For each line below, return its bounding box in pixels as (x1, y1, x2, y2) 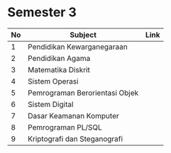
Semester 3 (7, 4, 77, 21)
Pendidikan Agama (28, 53, 91, 63)
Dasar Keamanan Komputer (28, 110, 119, 120)
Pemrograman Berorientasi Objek (28, 88, 139, 98)
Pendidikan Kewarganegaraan (28, 42, 128, 52)
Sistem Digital (28, 99, 74, 109)
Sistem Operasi (28, 76, 79, 86)
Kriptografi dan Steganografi (28, 134, 123, 144)
